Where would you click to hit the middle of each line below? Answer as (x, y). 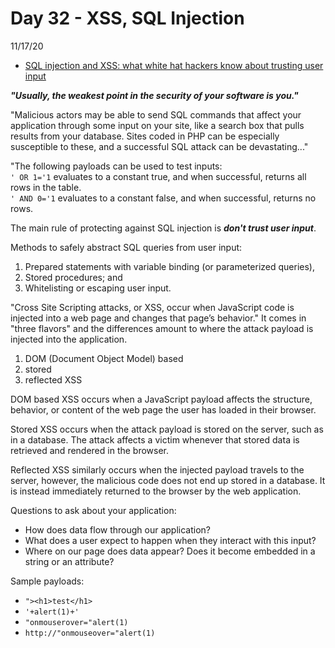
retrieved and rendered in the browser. (90, 450)
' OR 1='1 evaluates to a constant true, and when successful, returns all (158, 176)
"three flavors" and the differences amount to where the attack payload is (162, 328)
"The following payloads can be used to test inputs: (116, 166)
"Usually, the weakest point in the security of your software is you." (154, 95)
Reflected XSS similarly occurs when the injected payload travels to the (157, 469)
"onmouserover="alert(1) (76, 622)
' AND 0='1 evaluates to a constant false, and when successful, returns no (163, 198)
